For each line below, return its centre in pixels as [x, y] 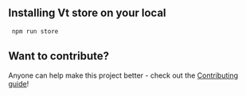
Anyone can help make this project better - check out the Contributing [123, 75]
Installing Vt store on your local [87, 13]
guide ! [19, 83]
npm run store [35, 31]
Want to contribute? [59, 56]
